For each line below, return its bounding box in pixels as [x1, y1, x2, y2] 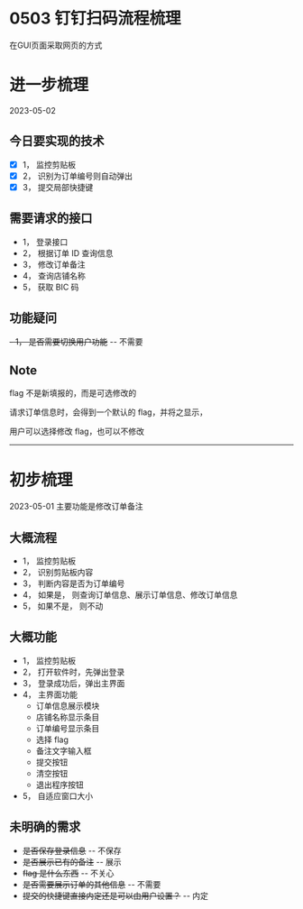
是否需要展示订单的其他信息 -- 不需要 [22, 878, 161, 889]
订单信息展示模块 [35, 700, 100, 711]
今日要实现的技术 [9, 133, 105, 149]
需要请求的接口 [9, 211, 93, 226]
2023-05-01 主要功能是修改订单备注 [9, 501, 144, 512]
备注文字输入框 [35, 745, 92, 756]
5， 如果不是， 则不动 [22, 601, 104, 611]
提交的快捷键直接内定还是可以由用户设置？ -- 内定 [22, 890, 209, 901]
